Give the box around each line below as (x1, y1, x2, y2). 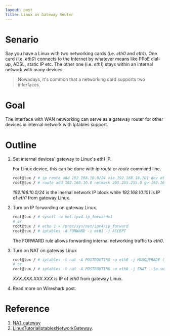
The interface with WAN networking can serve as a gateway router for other (5, 116, 163, 122)
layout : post (5, 7, 33, 13)
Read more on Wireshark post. (12, 285, 76, 292)
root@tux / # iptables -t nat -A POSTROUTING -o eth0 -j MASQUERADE (12, 257, 160, 262)
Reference (5, 303, 50, 315)
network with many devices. (5, 67, 64, 73)
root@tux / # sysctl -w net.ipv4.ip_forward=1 (12, 214, 113, 220)
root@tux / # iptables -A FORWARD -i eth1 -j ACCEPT (12, 228, 126, 233)
